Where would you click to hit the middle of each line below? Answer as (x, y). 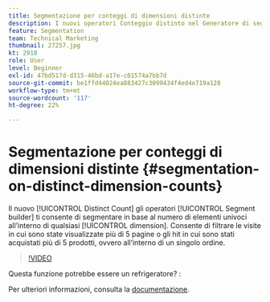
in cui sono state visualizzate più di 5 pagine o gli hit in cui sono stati (121, 235)
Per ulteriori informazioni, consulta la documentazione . (99, 289)
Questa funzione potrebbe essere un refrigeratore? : (95, 274)
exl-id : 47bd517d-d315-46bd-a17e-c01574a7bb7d (88, 75)
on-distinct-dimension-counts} (116, 186)
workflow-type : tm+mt (45, 90)
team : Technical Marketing (53, 38)
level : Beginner (35, 68)
